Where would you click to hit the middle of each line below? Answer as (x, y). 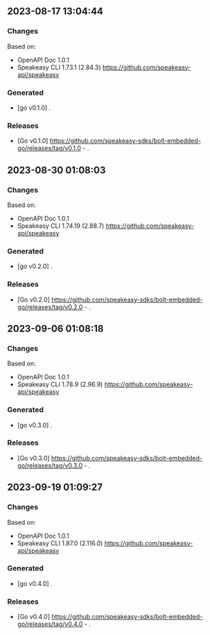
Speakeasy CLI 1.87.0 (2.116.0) (60, 543)
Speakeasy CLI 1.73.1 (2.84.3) (59, 67)
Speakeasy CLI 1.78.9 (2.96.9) (60, 384)
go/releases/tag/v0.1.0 (49, 148)
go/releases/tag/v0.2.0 (50, 307)
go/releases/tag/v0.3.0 (50, 465)
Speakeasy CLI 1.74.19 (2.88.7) (61, 226)
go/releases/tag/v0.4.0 (50, 624)
